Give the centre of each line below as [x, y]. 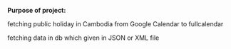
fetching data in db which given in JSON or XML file [83, 38]
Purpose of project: [37, 10]
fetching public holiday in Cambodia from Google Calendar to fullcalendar [115, 24]
